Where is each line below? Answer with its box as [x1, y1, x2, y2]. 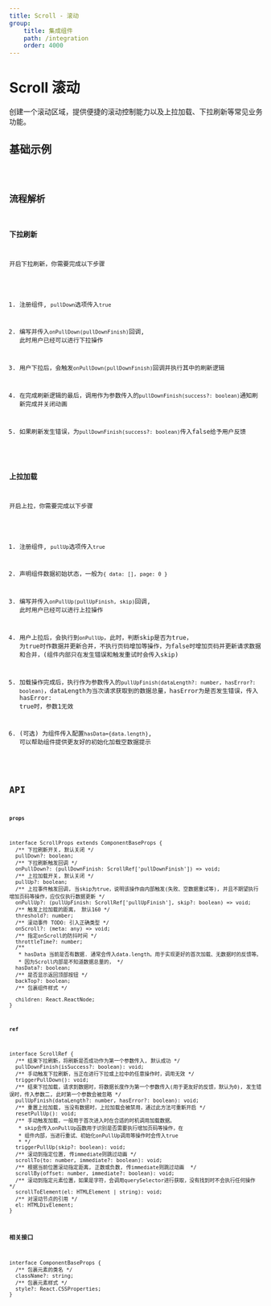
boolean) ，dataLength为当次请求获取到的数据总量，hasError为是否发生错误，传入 [19, 686, 259, 695]
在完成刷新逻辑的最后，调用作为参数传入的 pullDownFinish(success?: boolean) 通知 [19, 391, 253, 399]
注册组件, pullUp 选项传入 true [19, 542, 105, 551]
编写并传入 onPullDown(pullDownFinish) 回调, [19, 328, 145, 336]
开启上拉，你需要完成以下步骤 [9, 502, 93, 510]
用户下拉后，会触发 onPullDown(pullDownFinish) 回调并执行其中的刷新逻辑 [19, 364, 225, 372]
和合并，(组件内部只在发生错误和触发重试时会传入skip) [19, 650, 179, 659]
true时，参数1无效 [19, 702, 74, 710]
